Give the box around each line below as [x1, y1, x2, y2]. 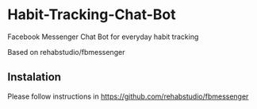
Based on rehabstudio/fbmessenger [7, 47, 125, 56]
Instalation [7, 70, 61, 84]
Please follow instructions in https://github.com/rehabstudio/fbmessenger [7, 91, 249, 101]
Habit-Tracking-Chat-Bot [7, 6, 176, 24]
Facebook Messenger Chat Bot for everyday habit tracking [7, 32, 199, 41]
